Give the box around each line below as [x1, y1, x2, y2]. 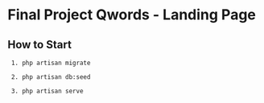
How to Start [7, 38, 72, 51]
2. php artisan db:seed [10, 73, 91, 81]
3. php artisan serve [10, 87, 84, 95]
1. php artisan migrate [10, 59, 91, 67]
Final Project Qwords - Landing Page [7, 6, 257, 24]
